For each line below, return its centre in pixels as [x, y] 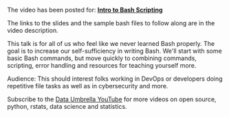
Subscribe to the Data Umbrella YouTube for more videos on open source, [112, 99]
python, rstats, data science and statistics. [67, 106]
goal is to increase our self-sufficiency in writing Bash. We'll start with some [115, 51]
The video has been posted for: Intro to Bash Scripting [85, 10]
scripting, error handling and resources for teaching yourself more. [102, 65]
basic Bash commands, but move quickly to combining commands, [102, 58]
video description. [33, 30]
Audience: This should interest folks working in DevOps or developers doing [115, 79]
